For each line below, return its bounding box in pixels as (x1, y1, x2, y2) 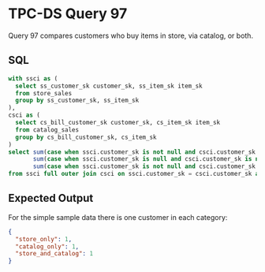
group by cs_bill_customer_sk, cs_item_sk (15, 133, 157, 141)
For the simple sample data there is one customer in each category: (8, 212, 228, 222)
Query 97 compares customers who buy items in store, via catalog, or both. (8, 31, 254, 40)
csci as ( (8, 111, 41, 119)
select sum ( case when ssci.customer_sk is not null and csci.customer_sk (8, 147, 256, 156)
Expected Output (8, 192, 94, 205)
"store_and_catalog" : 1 (15, 250, 93, 258)
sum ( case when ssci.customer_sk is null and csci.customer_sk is (32, 155, 252, 163)
